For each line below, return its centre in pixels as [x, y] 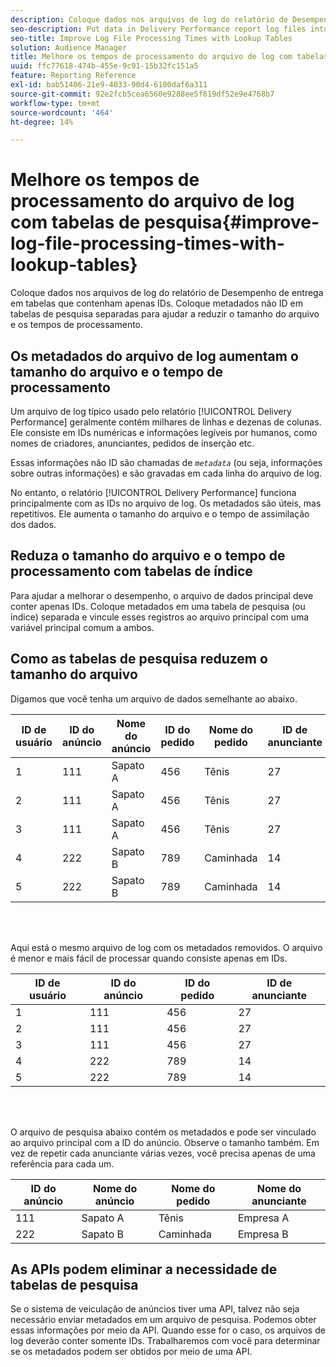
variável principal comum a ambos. [82, 627]
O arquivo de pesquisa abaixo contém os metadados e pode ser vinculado [163, 1132]
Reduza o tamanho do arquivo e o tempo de [148, 556]
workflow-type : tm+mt [55, 103]
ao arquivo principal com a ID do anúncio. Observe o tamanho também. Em [165, 1142]
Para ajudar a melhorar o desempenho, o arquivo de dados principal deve [162, 595]
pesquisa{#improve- [231, 222]
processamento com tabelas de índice [131, 571]
